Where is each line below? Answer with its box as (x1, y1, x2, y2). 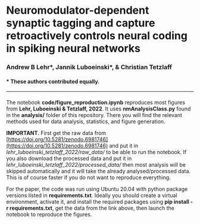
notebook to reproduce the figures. (6, 210, 92, 218)
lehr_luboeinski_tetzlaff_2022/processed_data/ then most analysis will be (6, 161, 186, 168)
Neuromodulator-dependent (6, 4, 149, 17)
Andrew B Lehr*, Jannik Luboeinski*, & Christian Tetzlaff (6, 63, 173, 72)
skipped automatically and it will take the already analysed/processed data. (6, 167, 191, 174)
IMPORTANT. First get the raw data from (6, 129, 107, 136)
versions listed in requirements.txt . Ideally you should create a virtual (6, 192, 177, 199)
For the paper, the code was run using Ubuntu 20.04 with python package (6, 185, 188, 192)
